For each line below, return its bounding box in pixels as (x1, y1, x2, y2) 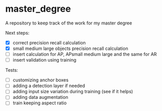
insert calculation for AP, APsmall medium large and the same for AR (12, 51, 157, 58)
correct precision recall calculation (12, 39, 86, 46)
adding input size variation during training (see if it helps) (12, 89, 133, 95)
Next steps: (5, 30, 30, 36)
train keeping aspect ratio (12, 100, 67, 106)
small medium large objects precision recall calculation (12, 45, 129, 51)
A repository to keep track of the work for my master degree (5, 20, 132, 26)
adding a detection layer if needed (12, 82, 85, 89)
